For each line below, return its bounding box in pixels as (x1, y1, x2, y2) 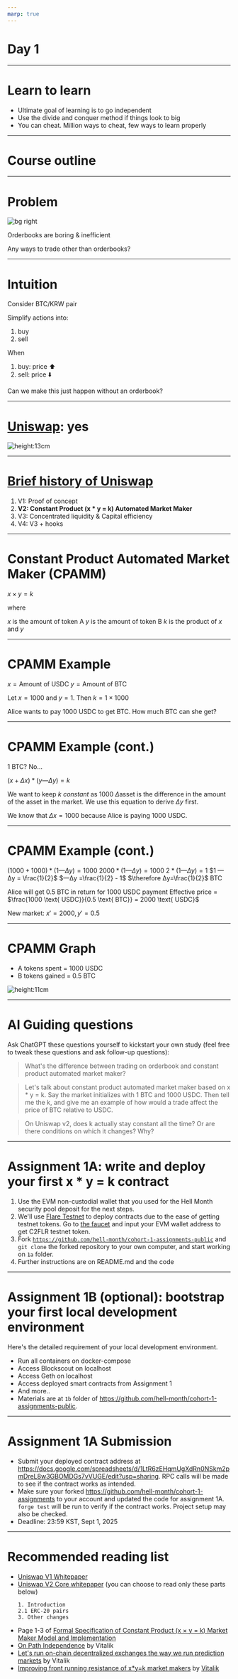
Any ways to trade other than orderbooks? (7, 244, 131, 253)
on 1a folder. (17, 1250, 55, 1258)
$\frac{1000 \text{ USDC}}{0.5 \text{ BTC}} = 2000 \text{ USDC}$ (7, 895, 200, 903)
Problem (7, 193, 58, 210)
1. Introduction (17, 1601, 66, 1608)
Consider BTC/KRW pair (7, 300, 78, 308)
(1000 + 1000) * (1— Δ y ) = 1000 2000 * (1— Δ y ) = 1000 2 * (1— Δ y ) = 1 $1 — (7, 866, 225, 875)
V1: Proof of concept (17, 497, 78, 505)
